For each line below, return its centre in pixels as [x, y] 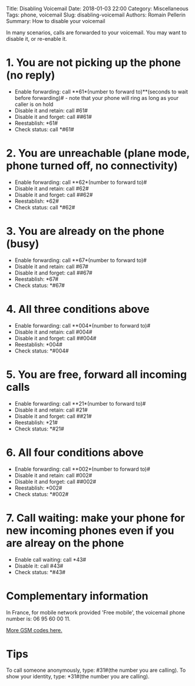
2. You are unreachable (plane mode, [98, 153]
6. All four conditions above [75, 452]
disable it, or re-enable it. [37, 39]
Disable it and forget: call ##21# [53, 416]
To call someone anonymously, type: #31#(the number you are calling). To [96, 670]
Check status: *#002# [42, 494]
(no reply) [31, 75]
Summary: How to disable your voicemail [56, 21]
